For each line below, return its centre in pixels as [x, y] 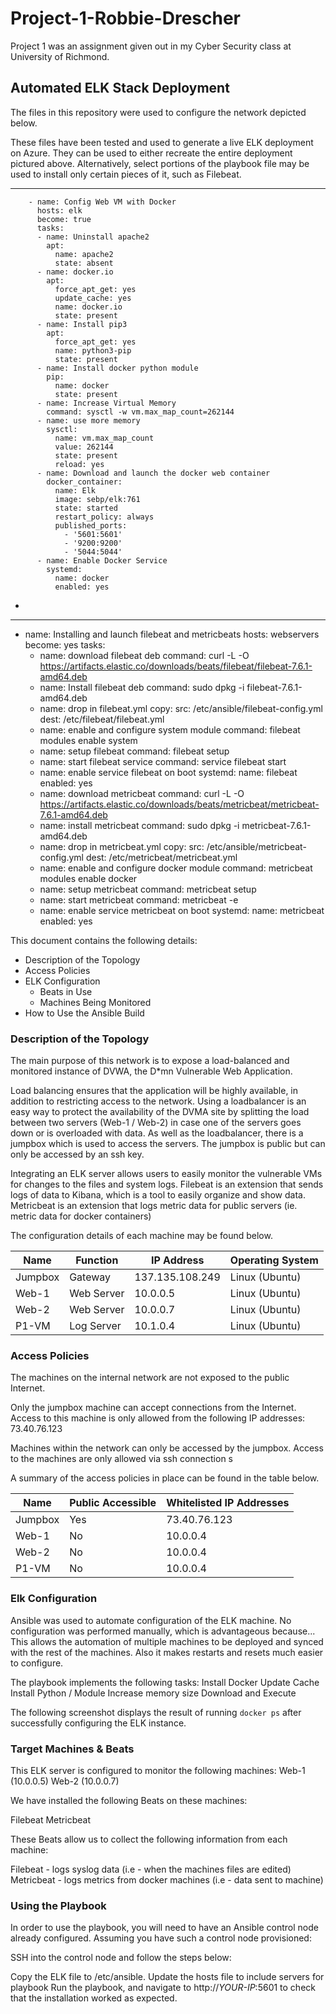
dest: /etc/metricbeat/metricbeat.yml [161, 857]
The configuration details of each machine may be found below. [141, 1236]
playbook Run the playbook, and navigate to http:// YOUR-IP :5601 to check [163, 1988]
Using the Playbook [58, 1905]
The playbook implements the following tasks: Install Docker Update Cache [165, 1682]
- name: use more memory [88, 420]
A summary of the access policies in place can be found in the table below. [165, 1478]
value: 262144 [84, 447]
